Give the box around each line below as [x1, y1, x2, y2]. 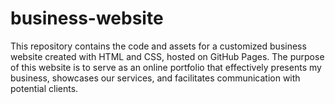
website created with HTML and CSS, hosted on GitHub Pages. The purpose [10, 50, 325, 62]
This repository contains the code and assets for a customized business [10, 40, 307, 52]
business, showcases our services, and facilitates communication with [10, 72, 301, 84]
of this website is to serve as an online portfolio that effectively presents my [10, 61, 322, 73]
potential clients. [10, 82, 79, 94]
